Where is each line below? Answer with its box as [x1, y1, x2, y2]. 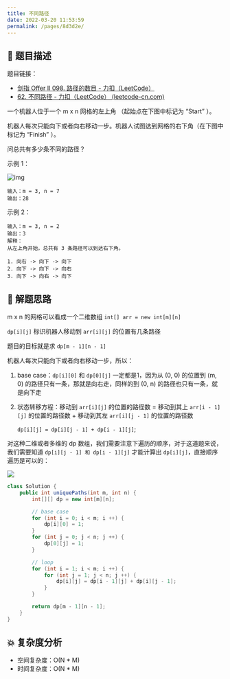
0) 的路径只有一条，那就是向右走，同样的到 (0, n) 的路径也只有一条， [16, 380, 212, 388]
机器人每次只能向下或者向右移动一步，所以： [7, 356, 134, 365]
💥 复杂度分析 [7, 636, 62, 649]
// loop [32, 559, 54, 566]
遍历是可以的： [7, 457, 49, 464]
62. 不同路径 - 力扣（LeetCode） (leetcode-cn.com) [16, 93, 165, 101]
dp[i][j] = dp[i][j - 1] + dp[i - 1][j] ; [16, 425, 137, 433]
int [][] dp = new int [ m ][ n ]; [32, 496, 115, 503]
